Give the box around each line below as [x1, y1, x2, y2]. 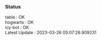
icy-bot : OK [5, 25, 29, 30]
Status [5, 3, 21, 10]
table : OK [5, 14, 25, 20]
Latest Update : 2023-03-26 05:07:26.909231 [5, 30, 97, 36]
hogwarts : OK [5, 19, 34, 25]
